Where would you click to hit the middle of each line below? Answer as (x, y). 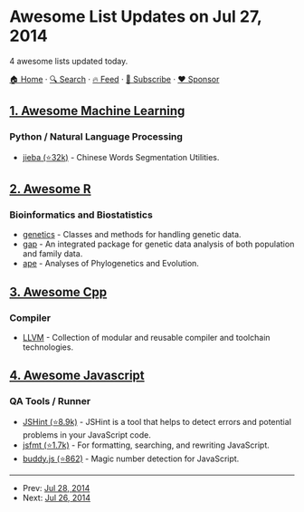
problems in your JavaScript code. (86, 435)
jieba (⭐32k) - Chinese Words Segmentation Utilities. (121, 157)
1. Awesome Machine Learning (97, 111)
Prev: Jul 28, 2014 (56, 488)
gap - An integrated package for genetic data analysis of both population (158, 244)
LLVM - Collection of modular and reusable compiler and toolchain (146, 338)
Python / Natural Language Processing (96, 137)
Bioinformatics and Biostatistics (81, 215)
